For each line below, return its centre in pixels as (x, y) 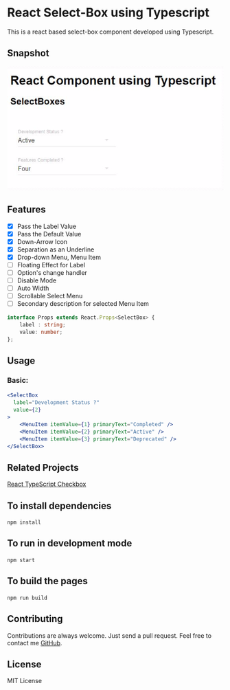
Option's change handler (52, 272)
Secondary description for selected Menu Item (83, 304)
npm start (21, 560)
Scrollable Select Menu (50, 296)
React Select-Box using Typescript (108, 13)
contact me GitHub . (35, 643)
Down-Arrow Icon (42, 241)
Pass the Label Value (47, 226)
